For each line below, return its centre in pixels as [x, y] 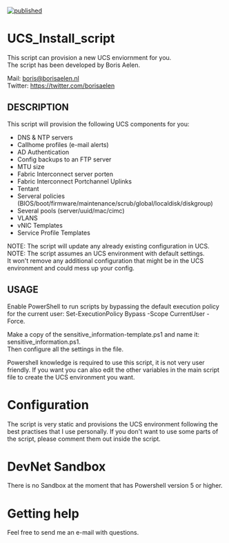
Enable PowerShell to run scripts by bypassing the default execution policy [113, 306]
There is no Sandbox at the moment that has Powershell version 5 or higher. [115, 486]
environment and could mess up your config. [71, 268]
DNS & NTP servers [45, 137]
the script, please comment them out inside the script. [84, 439]
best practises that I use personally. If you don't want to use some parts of [113, 431]
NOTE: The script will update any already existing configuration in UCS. [109, 246]
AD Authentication [43, 152]
